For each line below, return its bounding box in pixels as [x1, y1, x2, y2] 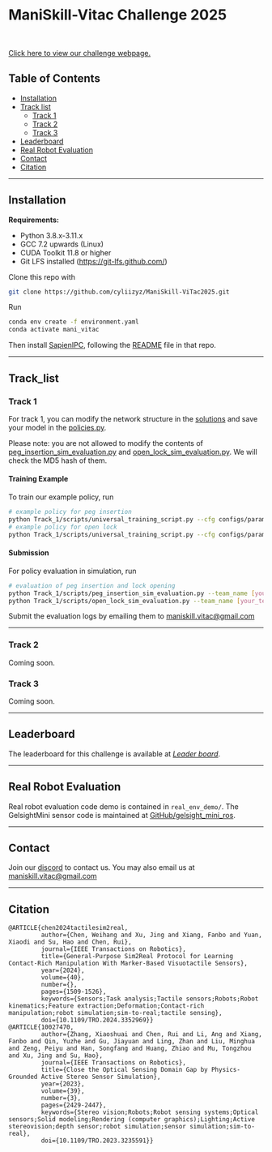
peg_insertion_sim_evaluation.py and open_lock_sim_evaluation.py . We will [8, 447, 257, 456]
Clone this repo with [8, 272, 75, 281]
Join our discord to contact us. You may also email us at [8, 863, 196, 872]
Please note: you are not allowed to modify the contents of [8, 438, 204, 448]
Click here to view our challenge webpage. [8, 48, 151, 58]
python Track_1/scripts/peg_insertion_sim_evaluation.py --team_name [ [8, 589, 255, 597]
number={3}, [40, 1094, 82, 1103]
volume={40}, [40, 974, 85, 982]
